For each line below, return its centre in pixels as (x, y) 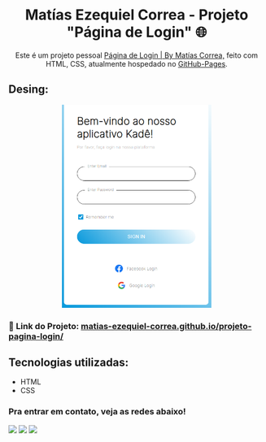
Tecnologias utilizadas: (68, 363)
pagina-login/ (36, 336)
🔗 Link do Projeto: (44, 326)
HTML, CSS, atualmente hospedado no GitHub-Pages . (137, 63)
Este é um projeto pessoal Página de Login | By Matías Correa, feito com (137, 55)
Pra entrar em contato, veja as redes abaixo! (97, 412)
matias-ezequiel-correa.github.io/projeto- (166, 326)
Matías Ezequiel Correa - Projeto (137, 15)
